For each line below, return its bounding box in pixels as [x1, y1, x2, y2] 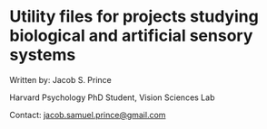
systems [9, 45, 76, 65]
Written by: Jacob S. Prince [9, 74, 112, 85]
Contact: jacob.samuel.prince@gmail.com [9, 109, 166, 120]
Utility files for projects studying [9, 6, 259, 27]
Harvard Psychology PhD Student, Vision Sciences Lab [9, 92, 215, 103]
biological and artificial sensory [9, 25, 253, 46]
